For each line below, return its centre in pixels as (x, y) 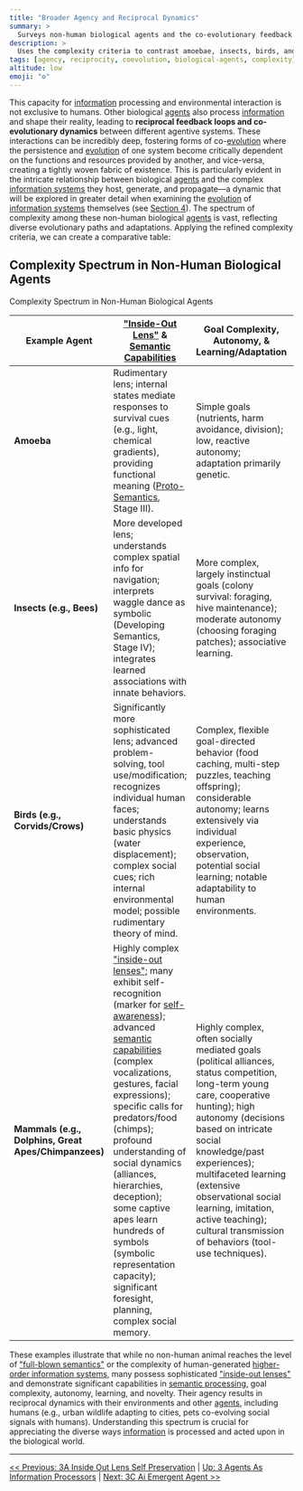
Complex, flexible (232, 730)
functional (134, 474)
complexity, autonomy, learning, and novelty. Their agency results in (136, 1392)
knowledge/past (230, 1151)
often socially (224, 1038)
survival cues (141, 418)
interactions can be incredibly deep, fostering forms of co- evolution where (148, 140)
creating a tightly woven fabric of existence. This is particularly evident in (146, 169)
